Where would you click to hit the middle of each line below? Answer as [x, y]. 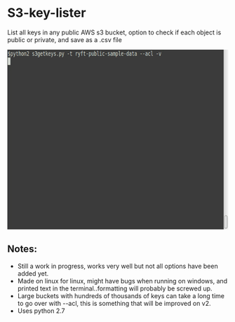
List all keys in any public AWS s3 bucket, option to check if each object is [114, 32]
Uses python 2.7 [41, 311]
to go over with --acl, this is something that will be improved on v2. [114, 303]
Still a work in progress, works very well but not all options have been [118, 266]
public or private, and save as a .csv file [65, 39]
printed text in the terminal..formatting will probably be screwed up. [115, 288]
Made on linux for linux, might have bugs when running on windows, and [122, 281]
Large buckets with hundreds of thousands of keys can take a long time [121, 295]
